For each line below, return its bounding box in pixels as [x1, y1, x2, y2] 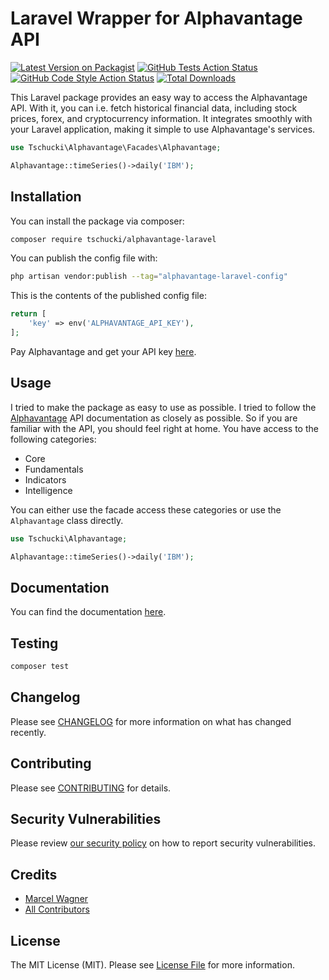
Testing [10, 635, 59, 652]
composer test [10, 662, 70, 672]
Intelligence [24, 484, 73, 496]
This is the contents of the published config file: [10, 290, 207, 302]
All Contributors [24, 903, 90, 916]
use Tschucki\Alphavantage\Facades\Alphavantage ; [10, 142, 222, 152]
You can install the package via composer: [10, 215, 185, 227]
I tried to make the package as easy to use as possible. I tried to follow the [10, 401, 317, 413]
